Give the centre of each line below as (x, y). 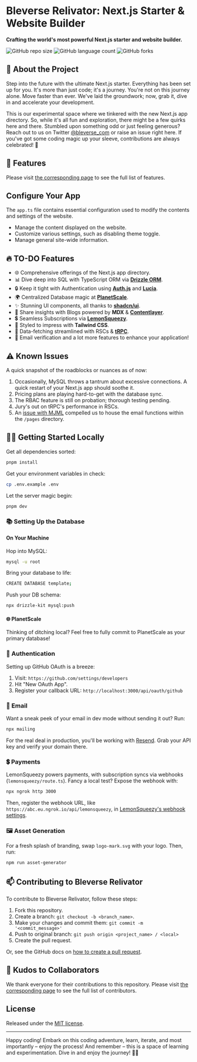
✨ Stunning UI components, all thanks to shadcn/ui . (77, 306)
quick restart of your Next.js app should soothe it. (74, 388)
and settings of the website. (40, 216)
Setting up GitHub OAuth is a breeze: (50, 666)
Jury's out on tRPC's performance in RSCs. (67, 407)
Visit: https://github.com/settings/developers (71, 678)
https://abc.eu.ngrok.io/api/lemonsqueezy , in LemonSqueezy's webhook (96, 809)
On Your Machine (28, 538)
